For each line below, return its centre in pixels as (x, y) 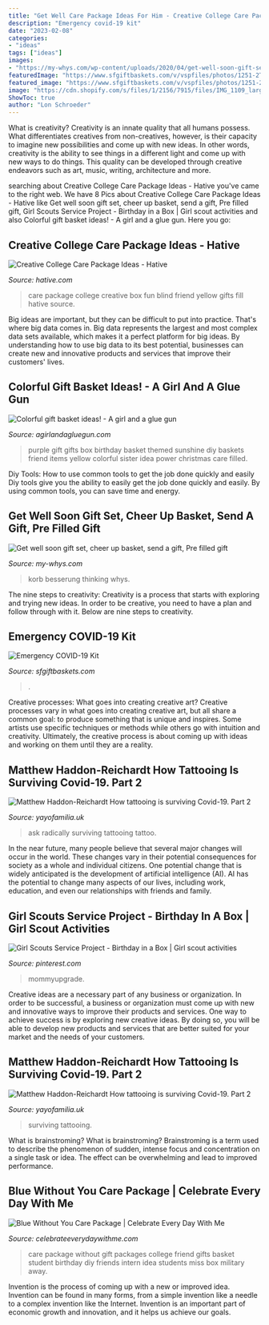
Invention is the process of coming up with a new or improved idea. (119, 1287)
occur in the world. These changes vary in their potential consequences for (132, 857)
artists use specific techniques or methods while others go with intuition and (134, 728)
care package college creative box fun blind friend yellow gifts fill (136, 295)
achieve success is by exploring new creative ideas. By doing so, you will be (134, 1020)
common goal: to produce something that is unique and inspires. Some (125, 719)
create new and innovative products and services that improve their (120, 353)
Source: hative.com (40, 279)
